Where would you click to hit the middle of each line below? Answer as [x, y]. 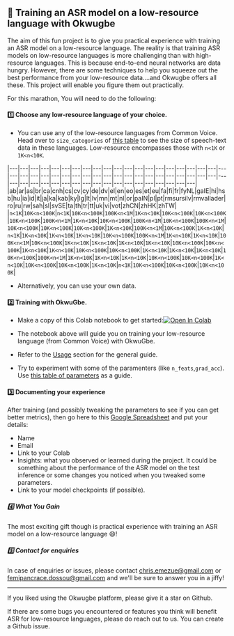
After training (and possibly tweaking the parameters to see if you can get [113, 410]
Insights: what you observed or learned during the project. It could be [117, 460]
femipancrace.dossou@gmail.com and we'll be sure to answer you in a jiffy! [116, 578]
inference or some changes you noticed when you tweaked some [111, 475]
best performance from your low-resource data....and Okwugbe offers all [112, 77]
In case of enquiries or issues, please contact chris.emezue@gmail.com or [114, 571]
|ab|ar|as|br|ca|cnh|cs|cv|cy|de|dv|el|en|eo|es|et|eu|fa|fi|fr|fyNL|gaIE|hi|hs [116, 191]
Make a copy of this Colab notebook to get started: [90, 320]
